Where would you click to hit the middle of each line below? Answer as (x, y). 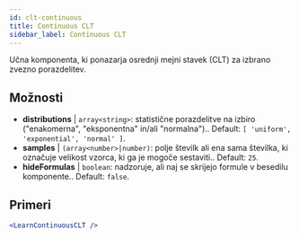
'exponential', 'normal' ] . (74, 138)
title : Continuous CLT (52, 26)
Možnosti (36, 97)
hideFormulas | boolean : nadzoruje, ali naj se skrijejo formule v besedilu (155, 167)
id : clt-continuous (46, 18)
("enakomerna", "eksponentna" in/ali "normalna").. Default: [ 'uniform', (157, 129)
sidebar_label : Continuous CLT (68, 34)
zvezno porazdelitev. (48, 69)
